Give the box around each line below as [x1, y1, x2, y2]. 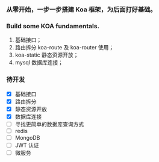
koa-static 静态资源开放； [14, 51, 79, 58]
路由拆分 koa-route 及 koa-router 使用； [14, 44, 114, 51]
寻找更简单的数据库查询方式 [14, 120, 84, 128]
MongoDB [14, 134, 40, 141]
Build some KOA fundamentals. [6, 22, 100, 30]
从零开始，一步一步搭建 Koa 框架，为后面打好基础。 [6, 5, 157, 13]
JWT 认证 [14, 142, 39, 149]
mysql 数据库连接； [14, 59, 64, 66]
